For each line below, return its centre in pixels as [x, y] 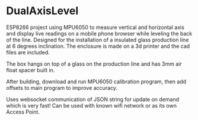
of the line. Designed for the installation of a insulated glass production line [98, 40]
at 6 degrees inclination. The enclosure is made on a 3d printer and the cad [98, 46]
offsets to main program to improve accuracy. [62, 87]
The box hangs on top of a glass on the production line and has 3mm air [94, 64]
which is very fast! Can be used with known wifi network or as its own [91, 105]
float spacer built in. [31, 70]
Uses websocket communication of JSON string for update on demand [93, 99]
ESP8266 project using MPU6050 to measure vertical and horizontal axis [95, 27]
